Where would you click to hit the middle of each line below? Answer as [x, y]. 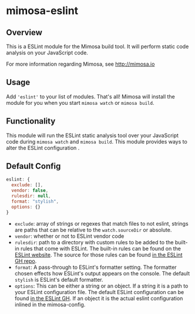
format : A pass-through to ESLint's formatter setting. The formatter [96, 267]
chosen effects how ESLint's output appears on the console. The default [102, 273]
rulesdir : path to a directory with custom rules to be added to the [94, 242]
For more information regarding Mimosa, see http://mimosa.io [80, 64]
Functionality [31, 121]
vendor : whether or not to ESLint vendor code [69, 236]
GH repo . [26, 261]
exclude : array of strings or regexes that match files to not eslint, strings [102, 223]
